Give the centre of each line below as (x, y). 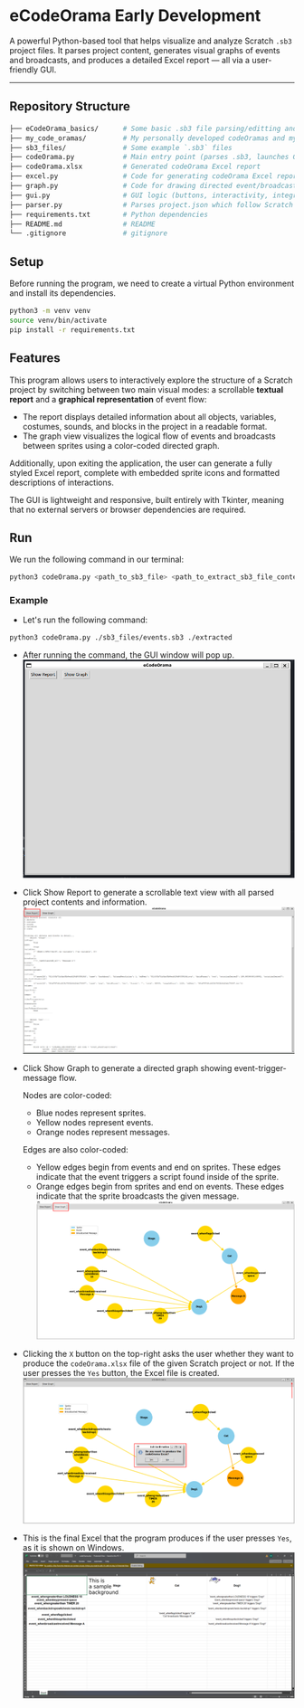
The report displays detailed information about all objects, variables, (149, 416)
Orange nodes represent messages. (103, 1132)
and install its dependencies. (62, 293)
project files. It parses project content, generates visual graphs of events (145, 50)
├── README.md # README (82, 224)
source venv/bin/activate (58, 320)
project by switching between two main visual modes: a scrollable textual (146, 389)
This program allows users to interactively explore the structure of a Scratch (151, 380)
